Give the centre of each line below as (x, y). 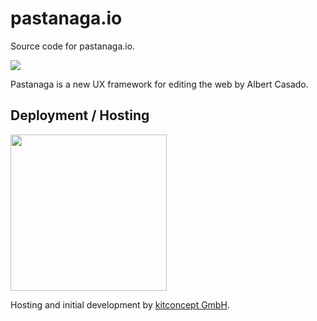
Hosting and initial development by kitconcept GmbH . (120, 304)
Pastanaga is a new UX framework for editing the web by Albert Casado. (159, 84)
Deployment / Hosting (80, 115)
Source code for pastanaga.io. (73, 46)
